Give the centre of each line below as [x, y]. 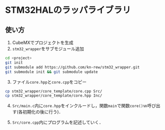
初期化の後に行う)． [43, 112]
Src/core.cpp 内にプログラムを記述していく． [58, 122]
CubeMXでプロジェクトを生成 [43, 43]
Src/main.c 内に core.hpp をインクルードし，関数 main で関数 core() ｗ [80, 106]
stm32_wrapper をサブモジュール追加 [48, 49]
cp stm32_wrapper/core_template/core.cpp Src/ [54, 91]
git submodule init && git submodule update [51, 72]
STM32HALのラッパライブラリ [68, 10]
